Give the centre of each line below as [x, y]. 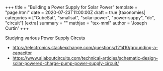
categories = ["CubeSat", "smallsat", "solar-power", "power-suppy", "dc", [80, 18]
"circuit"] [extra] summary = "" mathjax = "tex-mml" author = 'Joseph [76, 23]
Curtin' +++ [17, 28]
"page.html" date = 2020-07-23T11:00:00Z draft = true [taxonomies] [75, 12]
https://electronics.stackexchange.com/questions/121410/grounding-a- [85, 47]
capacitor [22, 53]
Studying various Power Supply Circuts [45, 38]
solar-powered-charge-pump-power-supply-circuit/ [66, 63]
